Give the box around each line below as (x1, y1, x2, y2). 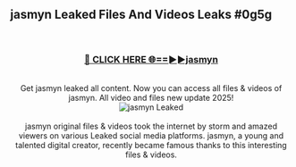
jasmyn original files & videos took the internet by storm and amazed (24, 121, 278, 132)
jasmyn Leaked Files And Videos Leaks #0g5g (10, 7, 273, 22)
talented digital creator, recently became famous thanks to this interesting (15, 140, 287, 151)
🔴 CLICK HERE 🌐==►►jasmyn (84, 53, 218, 65)
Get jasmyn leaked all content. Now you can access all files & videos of (20, 83, 283, 94)
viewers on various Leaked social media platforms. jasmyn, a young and (18, 130, 284, 141)
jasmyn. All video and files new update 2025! (68, 93, 234, 104)
